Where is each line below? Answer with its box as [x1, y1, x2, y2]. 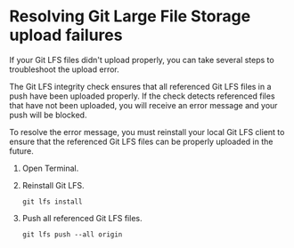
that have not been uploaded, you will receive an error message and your [9, 100, 278, 110]
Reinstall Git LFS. [21, 180, 85, 190]
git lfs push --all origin [21, 229, 123, 239]
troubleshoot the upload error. [9, 64, 120, 75]
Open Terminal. [21, 163, 79, 173]
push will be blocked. [9, 109, 87, 120]
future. [9, 145, 34, 156]
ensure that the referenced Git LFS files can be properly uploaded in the [9, 136, 274, 147]
